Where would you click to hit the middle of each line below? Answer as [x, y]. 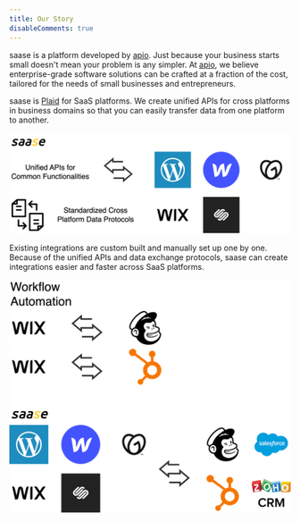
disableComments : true [51, 28]
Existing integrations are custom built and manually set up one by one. [138, 248]
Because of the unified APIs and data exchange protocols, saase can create [149, 257]
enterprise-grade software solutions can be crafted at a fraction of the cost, [149, 74]
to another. [29, 120]
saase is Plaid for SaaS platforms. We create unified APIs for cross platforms [150, 101]
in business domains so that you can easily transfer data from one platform [147, 110]
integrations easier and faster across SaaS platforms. [107, 267]
